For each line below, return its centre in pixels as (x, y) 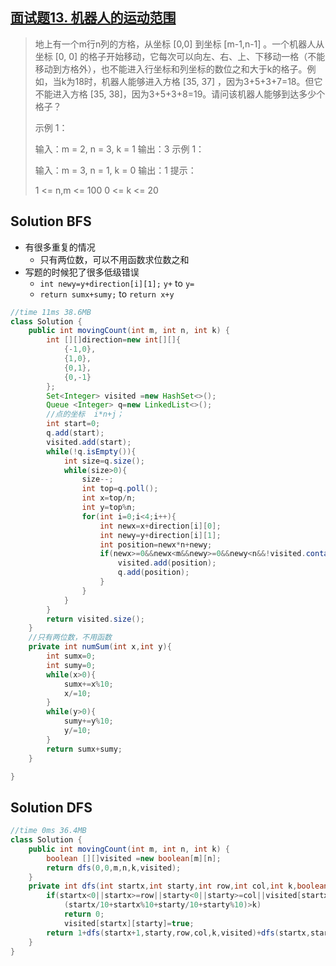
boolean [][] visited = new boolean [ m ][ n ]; (134, 858)
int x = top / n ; (109, 498)
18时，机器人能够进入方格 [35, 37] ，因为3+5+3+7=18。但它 (198, 81)
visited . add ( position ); (167, 563)
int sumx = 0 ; (71, 656)
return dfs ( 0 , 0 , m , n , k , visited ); (114, 868)
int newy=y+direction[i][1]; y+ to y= (117, 283)
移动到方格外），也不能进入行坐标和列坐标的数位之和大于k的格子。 (171, 69)
